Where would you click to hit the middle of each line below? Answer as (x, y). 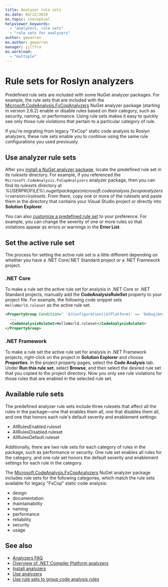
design (19, 492)
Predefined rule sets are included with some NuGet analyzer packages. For (82, 95)
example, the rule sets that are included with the (55, 100)
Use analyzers (27, 573)
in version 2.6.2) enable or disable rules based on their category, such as (80, 111)
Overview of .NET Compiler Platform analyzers (60, 563)
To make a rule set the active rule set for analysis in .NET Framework (76, 352)
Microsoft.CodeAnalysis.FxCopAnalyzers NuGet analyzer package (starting (82, 105)
